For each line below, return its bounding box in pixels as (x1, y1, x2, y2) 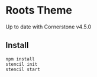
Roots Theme (5, 4, 72, 17)
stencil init (5, 61, 38, 67)
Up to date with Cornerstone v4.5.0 (5, 23, 92, 30)
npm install (5, 56, 35, 62)
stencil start (5, 66, 41, 72)
